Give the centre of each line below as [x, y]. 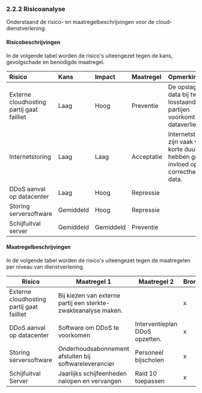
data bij [179, 94]
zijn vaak [181, 142]
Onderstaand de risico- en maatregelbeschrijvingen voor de [81, 22]
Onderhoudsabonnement [93, 349]
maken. [112, 310]
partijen [179, 109]
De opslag [182, 87]
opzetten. [148, 339]
